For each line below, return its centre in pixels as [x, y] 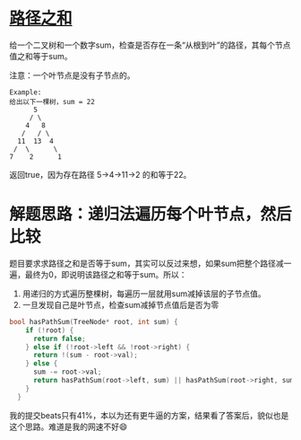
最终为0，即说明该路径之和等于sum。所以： [106, 274]
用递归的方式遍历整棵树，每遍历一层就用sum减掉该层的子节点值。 [144, 294]
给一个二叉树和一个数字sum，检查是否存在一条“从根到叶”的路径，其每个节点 [150, 45]
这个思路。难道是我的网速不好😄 [69, 427]
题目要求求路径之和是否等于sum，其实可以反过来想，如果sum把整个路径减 [146, 263]
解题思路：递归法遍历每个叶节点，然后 [151, 214]
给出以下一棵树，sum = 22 [52, 101]
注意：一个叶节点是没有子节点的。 [72, 75]
